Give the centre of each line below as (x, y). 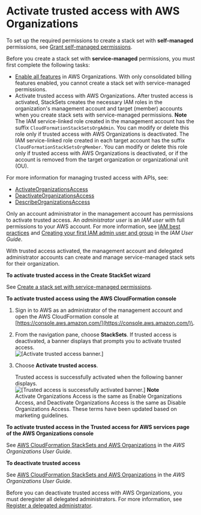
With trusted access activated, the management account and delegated (95, 251)
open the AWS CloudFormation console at (67, 316)
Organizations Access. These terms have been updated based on (96, 409)
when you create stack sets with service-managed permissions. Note (101, 115)
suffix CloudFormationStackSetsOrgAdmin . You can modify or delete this (102, 127)
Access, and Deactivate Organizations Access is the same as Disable (100, 402)
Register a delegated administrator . (49, 505)
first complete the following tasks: (48, 65)
